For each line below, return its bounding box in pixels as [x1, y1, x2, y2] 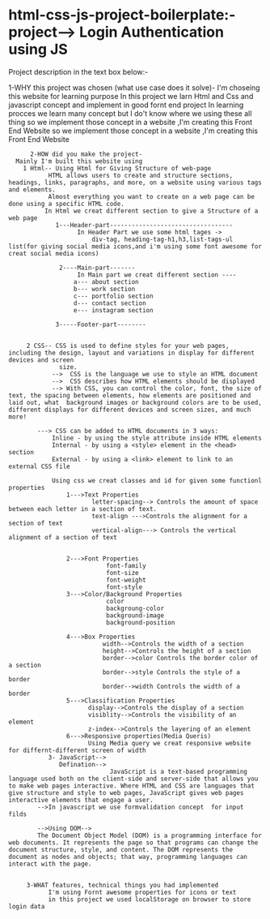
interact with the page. [8, 860, 92, 868]
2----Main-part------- [59, 264, 136, 272]
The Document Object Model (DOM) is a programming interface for [37, 831, 263, 840]
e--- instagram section [73, 306, 154, 314]
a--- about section [73, 277, 139, 286]
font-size [106, 569, 139, 577]
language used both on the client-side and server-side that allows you [8, 775, 259, 783]
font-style [106, 582, 143, 591]
